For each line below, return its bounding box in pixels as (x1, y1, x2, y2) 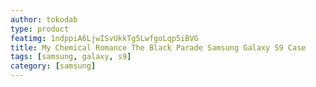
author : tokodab (10, 14, 78, 25)
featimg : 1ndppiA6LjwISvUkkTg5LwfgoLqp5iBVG (10, 33, 199, 43)
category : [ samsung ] (10, 61, 97, 71)
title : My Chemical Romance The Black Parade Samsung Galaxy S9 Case (10, 42, 307, 53)
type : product (10, 24, 70, 34)
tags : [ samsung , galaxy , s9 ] (10, 52, 132, 62)
